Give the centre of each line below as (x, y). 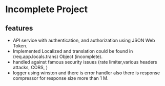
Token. (20, 46)
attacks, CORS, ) (30, 67)
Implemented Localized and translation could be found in (73, 51)
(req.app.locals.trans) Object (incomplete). (58, 56)
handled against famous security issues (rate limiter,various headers (85, 62)
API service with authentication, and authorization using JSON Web (84, 40)
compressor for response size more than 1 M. (60, 78)
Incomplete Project (47, 9)
